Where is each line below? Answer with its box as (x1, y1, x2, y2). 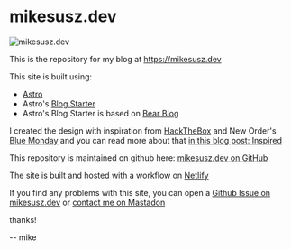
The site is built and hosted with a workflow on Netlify (9, 170, 209, 181)
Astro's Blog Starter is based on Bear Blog (22, 107, 179, 118)
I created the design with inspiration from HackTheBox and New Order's (9, 125, 277, 136)
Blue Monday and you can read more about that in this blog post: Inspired (9, 134, 282, 145)
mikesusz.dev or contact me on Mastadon (9, 197, 166, 208)
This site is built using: (9, 70, 93, 82)
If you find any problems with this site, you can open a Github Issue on (9, 187, 271, 198)
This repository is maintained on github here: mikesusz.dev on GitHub (9, 152, 268, 163)
